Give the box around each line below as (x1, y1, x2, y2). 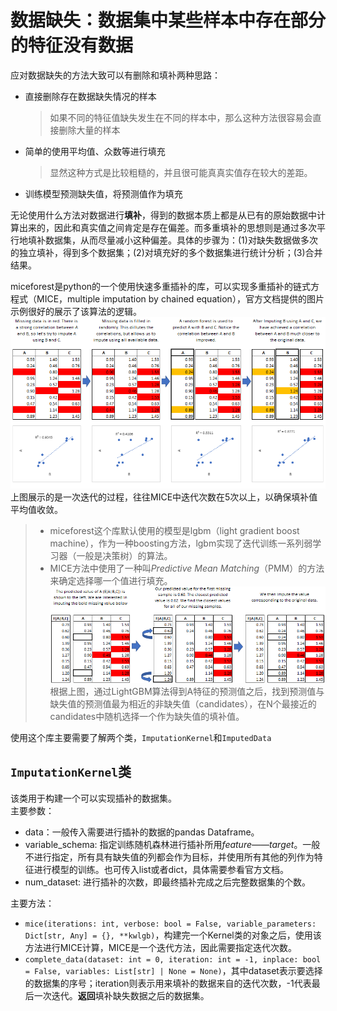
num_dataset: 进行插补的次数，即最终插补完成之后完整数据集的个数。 (24, 876, 312, 888)
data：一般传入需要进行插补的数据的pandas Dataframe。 (24, 826, 260, 838)
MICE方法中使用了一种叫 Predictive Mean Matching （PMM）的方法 (49, 562, 325, 574)
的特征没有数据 (10, 34, 134, 57)
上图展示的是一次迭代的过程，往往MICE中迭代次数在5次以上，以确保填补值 (10, 491, 318, 503)
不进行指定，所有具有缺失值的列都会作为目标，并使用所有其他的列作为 (24, 851, 315, 863)
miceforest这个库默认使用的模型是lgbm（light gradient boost (49, 524, 300, 536)
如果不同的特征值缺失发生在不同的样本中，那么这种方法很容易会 (49, 111, 313, 123)
